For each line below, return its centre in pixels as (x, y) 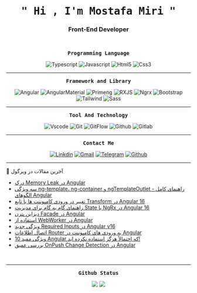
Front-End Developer (98, 29)
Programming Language (98, 53)
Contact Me (98, 143)
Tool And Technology (98, 115)
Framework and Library (98, 81)
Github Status (98, 273)
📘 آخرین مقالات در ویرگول (35, 171)
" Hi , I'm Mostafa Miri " (98, 11)
